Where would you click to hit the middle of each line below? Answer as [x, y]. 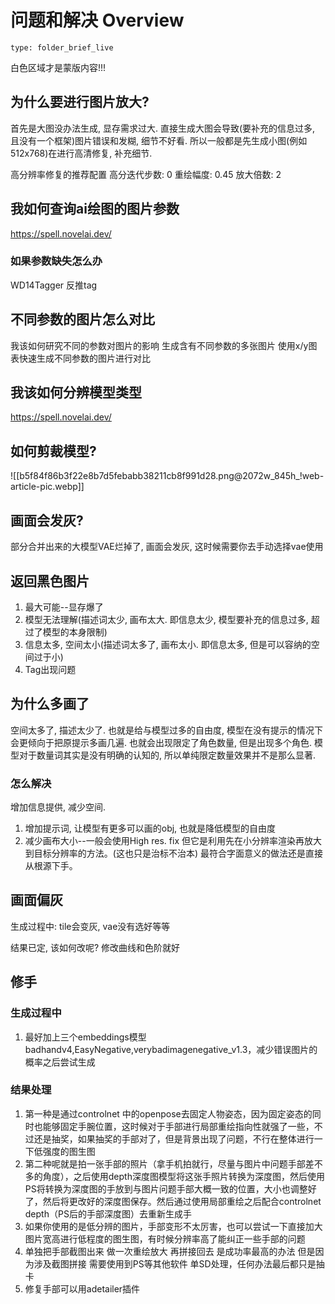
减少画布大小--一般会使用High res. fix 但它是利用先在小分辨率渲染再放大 [173, 841]
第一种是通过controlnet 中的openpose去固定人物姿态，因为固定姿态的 [168, 1113]
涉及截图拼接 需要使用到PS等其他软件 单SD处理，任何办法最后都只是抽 [179, 1263]
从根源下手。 [51, 866]
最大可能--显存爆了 [64, 607]
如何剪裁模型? [53, 451]
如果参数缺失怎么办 [56, 261]
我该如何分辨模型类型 [76, 392]
